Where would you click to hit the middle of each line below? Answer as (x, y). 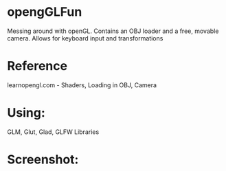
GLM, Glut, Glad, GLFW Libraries (53, 132)
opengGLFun (45, 12)
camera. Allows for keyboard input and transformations (85, 38)
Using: (26, 113)
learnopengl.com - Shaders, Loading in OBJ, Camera (82, 85)
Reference (37, 66)
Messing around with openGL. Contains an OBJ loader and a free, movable (113, 31)
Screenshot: (43, 159)
